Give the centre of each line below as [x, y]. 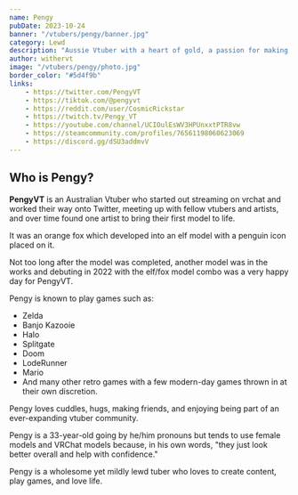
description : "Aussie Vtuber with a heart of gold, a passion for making [149, 51]
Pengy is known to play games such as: [81, 298]
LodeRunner [45, 362]
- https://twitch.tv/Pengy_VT [81, 117]
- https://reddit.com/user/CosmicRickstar [105, 109]
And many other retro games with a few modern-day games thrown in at [154, 381]
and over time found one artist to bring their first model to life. [122, 218]
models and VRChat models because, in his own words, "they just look [139, 444]
